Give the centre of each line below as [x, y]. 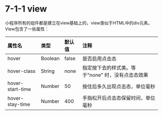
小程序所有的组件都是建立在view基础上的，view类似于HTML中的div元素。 [79, 23]
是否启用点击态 [99, 58]
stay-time [19, 104]
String [48, 71]
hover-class [22, 71]
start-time [19, 89]
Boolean [50, 58]
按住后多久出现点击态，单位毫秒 [119, 86]
